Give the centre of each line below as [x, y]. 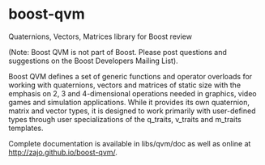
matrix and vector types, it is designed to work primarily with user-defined [132, 111]
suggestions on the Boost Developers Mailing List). [93, 61]
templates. [26, 128]
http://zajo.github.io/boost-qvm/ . [63, 152]
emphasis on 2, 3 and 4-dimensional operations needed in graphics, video [132, 93]
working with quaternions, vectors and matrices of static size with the [125, 85]
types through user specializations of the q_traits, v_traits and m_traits [125, 119]
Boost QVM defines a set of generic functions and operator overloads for [130, 76]
